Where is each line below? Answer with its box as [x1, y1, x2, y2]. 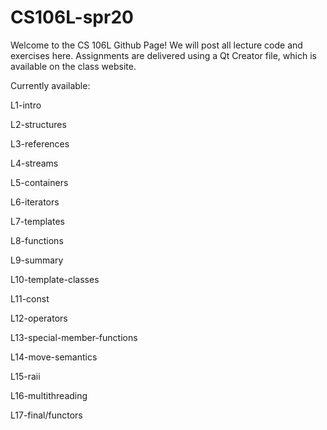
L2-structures [10, 118, 67, 130]
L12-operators [10, 312, 68, 324]
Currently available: [10, 79, 91, 91]
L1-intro [10, 99, 42, 111]
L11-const [10, 292, 50, 305]
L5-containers [10, 176, 69, 188]
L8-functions [10, 234, 64, 246]
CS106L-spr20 [10, 6, 134, 29]
